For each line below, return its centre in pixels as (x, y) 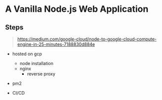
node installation (36, 63)
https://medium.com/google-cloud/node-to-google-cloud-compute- (87, 39)
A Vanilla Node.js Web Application (77, 9)
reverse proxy (41, 74)
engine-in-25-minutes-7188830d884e (56, 44)
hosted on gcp (27, 54)
